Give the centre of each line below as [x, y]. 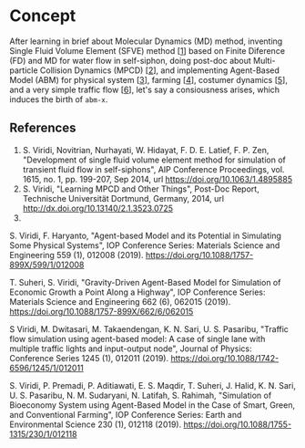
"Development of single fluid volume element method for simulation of [154, 160]
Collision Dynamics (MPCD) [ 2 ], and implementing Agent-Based [160, 70]
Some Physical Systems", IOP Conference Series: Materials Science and [145, 245]
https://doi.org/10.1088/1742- [225, 358]
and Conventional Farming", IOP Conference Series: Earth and [126, 414]
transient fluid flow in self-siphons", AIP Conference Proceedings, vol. [153, 169]
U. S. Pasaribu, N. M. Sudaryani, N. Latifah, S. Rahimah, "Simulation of [141, 395]
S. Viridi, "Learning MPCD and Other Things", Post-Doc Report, [141, 189]
